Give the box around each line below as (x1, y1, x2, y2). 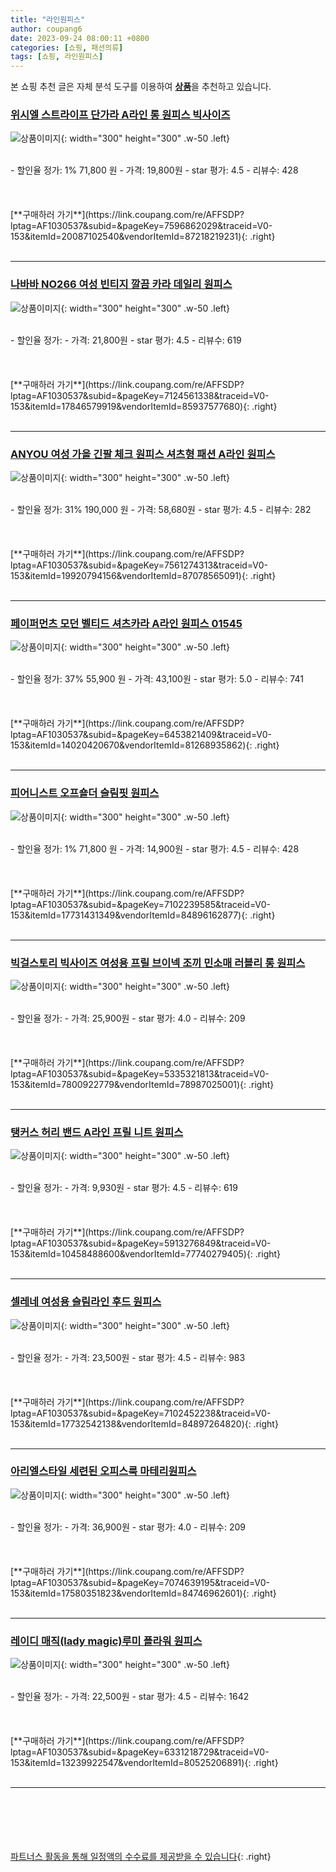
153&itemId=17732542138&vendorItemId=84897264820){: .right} (10, 1417, 279, 1430)
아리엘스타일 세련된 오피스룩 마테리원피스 (10, 1464, 197, 1478)
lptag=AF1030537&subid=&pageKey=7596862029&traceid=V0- (10, 220, 273, 232)
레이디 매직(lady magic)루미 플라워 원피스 (10, 1634, 203, 1648)
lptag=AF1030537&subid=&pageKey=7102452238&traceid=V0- (10, 1407, 272, 1419)
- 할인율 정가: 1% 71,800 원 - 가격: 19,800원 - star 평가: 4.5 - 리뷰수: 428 (10, 164, 299, 176)
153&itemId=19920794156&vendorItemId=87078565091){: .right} (10, 570, 277, 582)
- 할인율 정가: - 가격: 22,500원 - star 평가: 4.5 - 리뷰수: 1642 (10, 1691, 250, 1703)
